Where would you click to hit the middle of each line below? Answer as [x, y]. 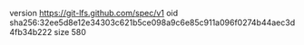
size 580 [70, 32]
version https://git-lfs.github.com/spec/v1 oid [94, 13]
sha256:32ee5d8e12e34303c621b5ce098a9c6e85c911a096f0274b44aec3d [152, 22]
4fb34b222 [31, 32]
